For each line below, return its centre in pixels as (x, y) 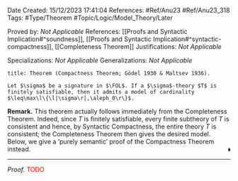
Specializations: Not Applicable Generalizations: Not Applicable (100, 60)
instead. (19, 149)
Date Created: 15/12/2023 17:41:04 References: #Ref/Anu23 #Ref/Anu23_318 (119, 10)
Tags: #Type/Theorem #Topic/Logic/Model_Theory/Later (90, 18)
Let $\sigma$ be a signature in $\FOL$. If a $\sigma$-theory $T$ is (112, 86)
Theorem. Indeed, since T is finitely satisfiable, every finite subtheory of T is (118, 119)
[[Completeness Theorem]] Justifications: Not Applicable (138, 46)
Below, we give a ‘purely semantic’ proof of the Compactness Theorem (111, 142)
